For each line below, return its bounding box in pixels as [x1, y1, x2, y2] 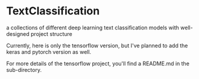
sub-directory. [6, 66, 42, 73]
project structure [31, 30, 72, 37]
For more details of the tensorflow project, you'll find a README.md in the [6, 60, 190, 67]
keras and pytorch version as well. [6, 48, 92, 55]
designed [6, 30, 30, 37]
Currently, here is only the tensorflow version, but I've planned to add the [6, 42, 188, 49]
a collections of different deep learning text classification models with [6, 24, 180, 31]
